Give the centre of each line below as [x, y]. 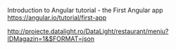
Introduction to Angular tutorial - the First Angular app [85, 10]
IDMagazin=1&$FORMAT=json [51, 39]
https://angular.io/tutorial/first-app [57, 18]
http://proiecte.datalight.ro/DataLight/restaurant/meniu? [88, 31]
